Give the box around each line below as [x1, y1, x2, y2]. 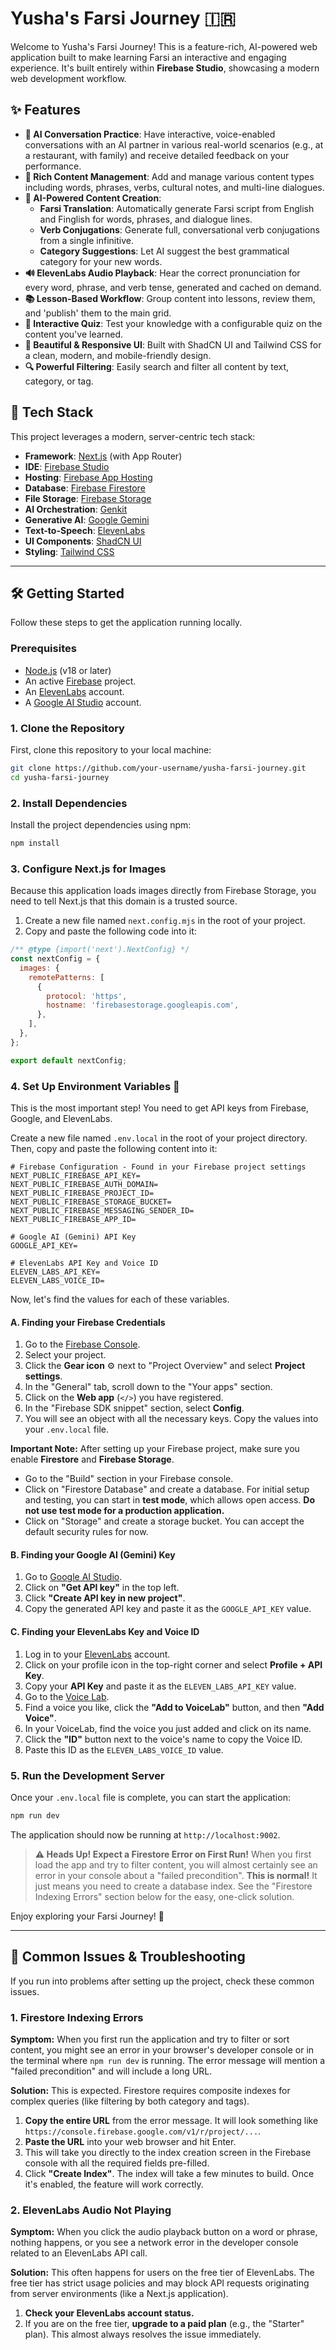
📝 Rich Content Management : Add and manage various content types [24, 170, 315, 182]
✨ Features [10, 102, 81, 119]
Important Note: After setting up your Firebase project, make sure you [10, 1443, 300, 1455]
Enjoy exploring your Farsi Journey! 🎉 [10, 1910, 165, 1922]
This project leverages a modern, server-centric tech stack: [10, 430, 256, 442]
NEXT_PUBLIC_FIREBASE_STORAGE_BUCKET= [10, 1197, 172, 1207]
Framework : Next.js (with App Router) [24, 450, 183, 462]
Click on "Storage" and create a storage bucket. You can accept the [24, 1515, 305, 1527]
